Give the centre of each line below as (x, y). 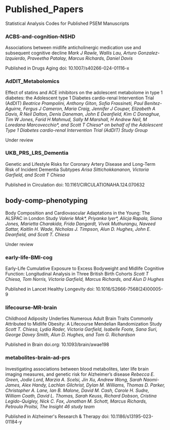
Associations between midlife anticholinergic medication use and (73, 48)
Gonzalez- (149, 53)
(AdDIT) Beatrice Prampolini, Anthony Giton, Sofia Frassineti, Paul (74, 103)
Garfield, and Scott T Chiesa (35, 175)
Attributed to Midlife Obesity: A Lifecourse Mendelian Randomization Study (84, 324)
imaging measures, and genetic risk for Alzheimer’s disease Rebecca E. (80, 374)
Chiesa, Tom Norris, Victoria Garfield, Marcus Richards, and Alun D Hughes (84, 279)
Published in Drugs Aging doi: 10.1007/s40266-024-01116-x (67, 68)
